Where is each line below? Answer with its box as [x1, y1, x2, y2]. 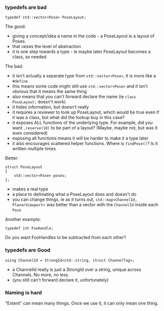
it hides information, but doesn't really [12, 104, 89, 110]
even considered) [12, 130, 48, 136]
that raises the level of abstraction [12, 44, 81, 49]
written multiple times [12, 146, 56, 152]
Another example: [5, 216, 41, 222]
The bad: [5, 63, 23, 70]
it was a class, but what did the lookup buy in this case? [12, 115, 125, 120]
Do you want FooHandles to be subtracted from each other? [5, 235, 126, 240]
